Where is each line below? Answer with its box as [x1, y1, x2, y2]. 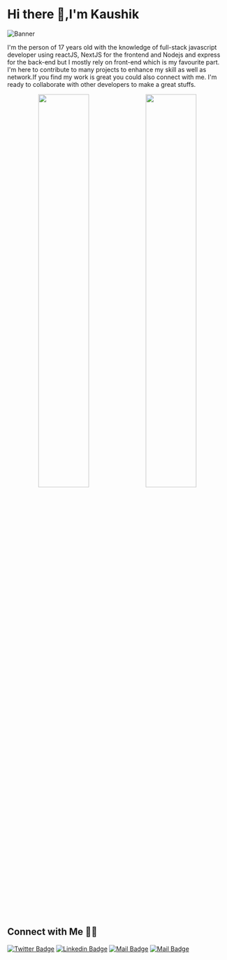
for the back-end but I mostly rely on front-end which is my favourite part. [7, 57, 220, 66]
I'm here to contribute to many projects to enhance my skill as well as [7, 65, 207, 74]
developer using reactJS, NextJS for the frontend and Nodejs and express [7, 50, 221, 59]
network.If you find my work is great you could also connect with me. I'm [7, 73, 217, 81]
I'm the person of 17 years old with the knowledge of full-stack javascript [7, 43, 217, 51]
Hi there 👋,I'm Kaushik [7, 6, 140, 22]
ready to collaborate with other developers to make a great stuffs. [7, 80, 196, 88]
